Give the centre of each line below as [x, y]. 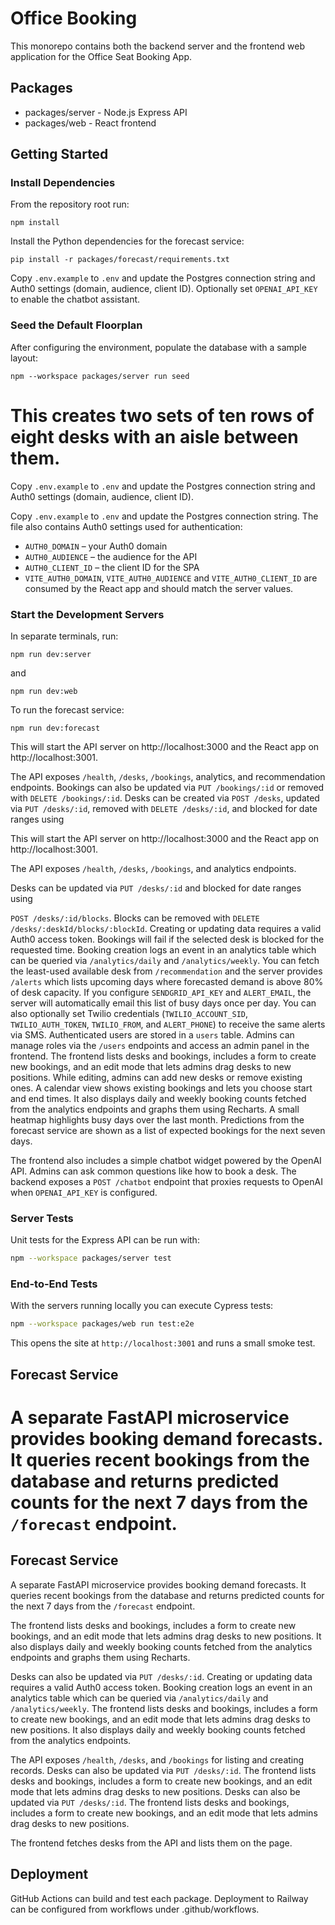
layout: [24, 358]
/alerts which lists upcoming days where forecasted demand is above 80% [167, 981]
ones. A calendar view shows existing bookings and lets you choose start [161, 1088]
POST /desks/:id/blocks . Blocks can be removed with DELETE [135, 918]
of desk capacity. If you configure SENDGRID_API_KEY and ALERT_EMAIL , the [161, 992]
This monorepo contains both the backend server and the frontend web [158, 46]
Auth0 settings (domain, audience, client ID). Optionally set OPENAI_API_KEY [164, 289]
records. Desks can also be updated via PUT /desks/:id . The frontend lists [163, 1770]
